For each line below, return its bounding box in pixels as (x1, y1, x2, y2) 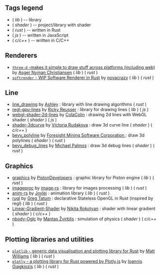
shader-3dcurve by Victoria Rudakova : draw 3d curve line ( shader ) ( (12, 122, 153, 128)
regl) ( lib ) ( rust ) (12, 201, 48, 207)
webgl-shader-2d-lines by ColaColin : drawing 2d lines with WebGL (12, 112, 147, 118)
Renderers (5, 51, 37, 60)
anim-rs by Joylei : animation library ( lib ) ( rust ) (12, 190, 110, 196)
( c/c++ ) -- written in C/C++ (12, 37, 69, 43)
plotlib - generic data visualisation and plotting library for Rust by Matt (12, 248, 155, 254)
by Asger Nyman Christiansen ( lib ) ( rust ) (12, 69, 98, 75)
